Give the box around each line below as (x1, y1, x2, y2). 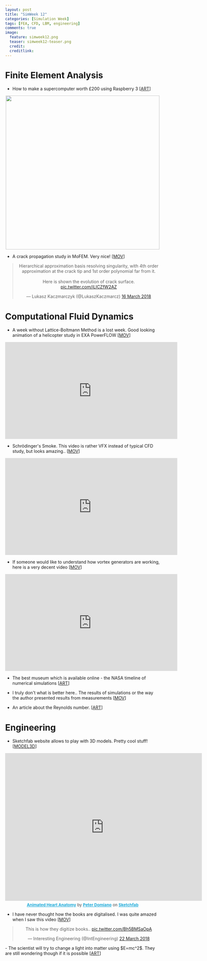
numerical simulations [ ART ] (12, 680, 70, 686)
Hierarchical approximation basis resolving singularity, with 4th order (19, 263, 159, 269)
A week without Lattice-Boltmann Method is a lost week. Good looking (12, 327, 155, 333)
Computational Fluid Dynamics (5, 311, 134, 322)
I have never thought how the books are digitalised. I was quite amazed (12, 911, 157, 917)
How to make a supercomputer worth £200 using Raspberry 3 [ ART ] (12, 86, 151, 92)
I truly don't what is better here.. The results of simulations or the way (12, 690, 153, 696)
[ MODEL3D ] (12, 743, 37, 749)
